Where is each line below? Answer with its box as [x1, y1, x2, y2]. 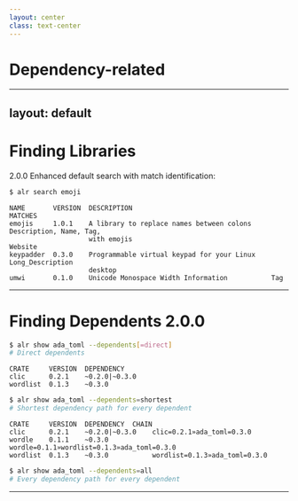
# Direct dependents [9, 348, 86, 357]
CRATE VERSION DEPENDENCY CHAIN [9, 420, 153, 429]
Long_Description [9, 258, 74, 267]
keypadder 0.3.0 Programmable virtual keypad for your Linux [9, 250, 255, 259]
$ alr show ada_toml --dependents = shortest [9, 395, 173, 404]
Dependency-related [9, 59, 166, 80]
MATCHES [9, 211, 38, 220]
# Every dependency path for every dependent [9, 474, 180, 483]
